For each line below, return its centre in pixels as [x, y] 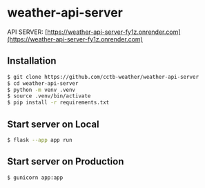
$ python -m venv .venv [41, 90]
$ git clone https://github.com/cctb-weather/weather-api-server [103, 77]
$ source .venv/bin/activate [49, 96]
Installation [32, 61]
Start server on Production [66, 161]
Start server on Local [53, 124]
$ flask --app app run [40, 140]
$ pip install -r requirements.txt [58, 103]
